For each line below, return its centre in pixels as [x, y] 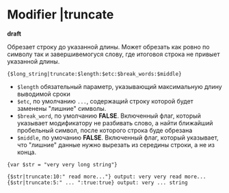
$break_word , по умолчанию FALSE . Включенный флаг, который [109, 116]
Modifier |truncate [60, 15]
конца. [26, 152]
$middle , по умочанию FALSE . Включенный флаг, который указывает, [118, 138]
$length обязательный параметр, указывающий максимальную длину [119, 86]
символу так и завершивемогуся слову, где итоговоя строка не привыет [113, 54]
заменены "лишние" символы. [62, 108]
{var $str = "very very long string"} [62, 164]
